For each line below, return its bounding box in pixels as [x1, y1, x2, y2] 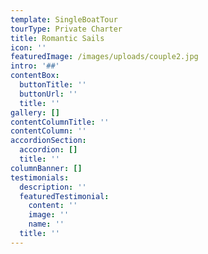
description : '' [19, 182, 87, 192]
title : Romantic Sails [10, 33, 105, 43]
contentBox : [10, 71, 60, 81]
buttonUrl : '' [19, 89, 78, 99]
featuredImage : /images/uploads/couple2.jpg [10, 52, 199, 62]
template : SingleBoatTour [10, 14, 118, 25]
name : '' [28, 219, 65, 230]
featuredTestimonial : [19, 191, 110, 201]
